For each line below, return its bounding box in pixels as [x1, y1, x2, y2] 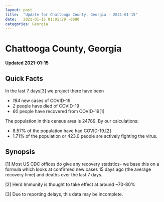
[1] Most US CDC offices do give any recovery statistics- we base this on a [5, 161, 159, 167]
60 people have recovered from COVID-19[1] [12, 108, 105, 114]
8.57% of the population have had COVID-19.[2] [12, 128, 111, 134]
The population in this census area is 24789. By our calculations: [5, 118, 139, 124]
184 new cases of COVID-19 [12, 97, 71, 104]
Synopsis [5, 148, 35, 156]
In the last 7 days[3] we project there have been [5, 87, 104, 93]
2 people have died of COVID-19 [12, 103, 80, 109]
